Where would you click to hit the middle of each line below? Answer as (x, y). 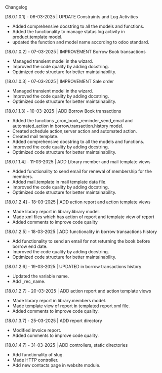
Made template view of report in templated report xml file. (71, 306)
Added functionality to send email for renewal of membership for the (82, 171)
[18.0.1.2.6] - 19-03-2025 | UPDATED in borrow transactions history (73, 266)
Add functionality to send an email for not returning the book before (81, 241)
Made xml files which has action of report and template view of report (83, 217)
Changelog (16, 7)
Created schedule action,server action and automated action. (75, 131)
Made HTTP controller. (35, 360)
